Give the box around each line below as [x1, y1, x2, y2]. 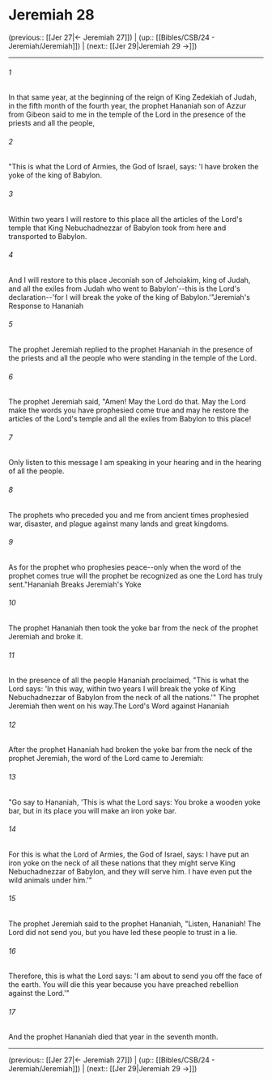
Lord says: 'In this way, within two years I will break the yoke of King [8, 684, 236, 694]
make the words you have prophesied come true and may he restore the [8, 405, 249, 415]
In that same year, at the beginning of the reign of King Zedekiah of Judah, [8, 92, 257, 102]
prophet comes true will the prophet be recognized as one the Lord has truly [8, 570, 263, 580]
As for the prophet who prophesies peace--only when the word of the [8, 562, 241, 572]
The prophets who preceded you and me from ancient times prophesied [8, 510, 249, 519]
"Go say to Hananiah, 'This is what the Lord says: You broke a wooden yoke [8, 797, 261, 807]
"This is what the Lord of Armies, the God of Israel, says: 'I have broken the [8, 162, 259, 172]
